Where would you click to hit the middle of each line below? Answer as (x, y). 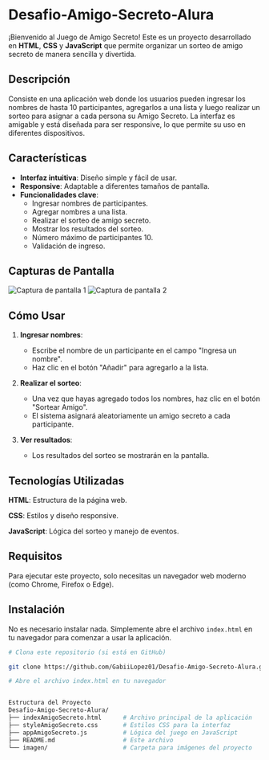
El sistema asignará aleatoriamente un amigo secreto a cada (131, 416)
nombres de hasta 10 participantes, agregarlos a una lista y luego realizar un (134, 107)
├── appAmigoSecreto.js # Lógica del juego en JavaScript (123, 733)
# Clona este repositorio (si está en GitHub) (87, 652)
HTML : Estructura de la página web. (68, 500)
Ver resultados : (46, 440)
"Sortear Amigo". (60, 407)
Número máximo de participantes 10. (92, 237)
